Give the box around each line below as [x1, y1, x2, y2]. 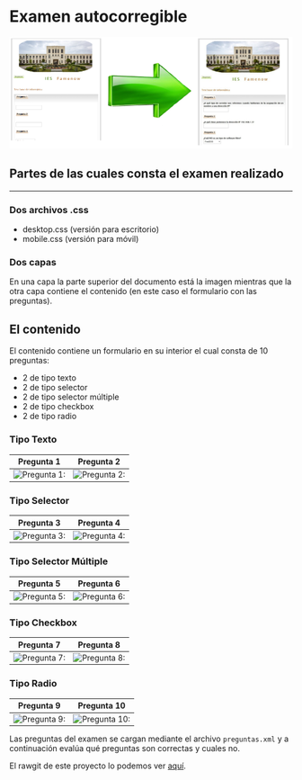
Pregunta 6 [77, 578, 121, 589]
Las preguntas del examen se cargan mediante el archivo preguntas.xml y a [9, 733, 289, 744]
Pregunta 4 [77, 517, 121, 528]
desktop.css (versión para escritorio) [22, 224, 160, 235]
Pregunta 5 [17, 578, 61, 589]
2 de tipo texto [22, 372, 76, 383]
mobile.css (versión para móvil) [22, 234, 139, 245]
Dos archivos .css [9, 203, 89, 216]
